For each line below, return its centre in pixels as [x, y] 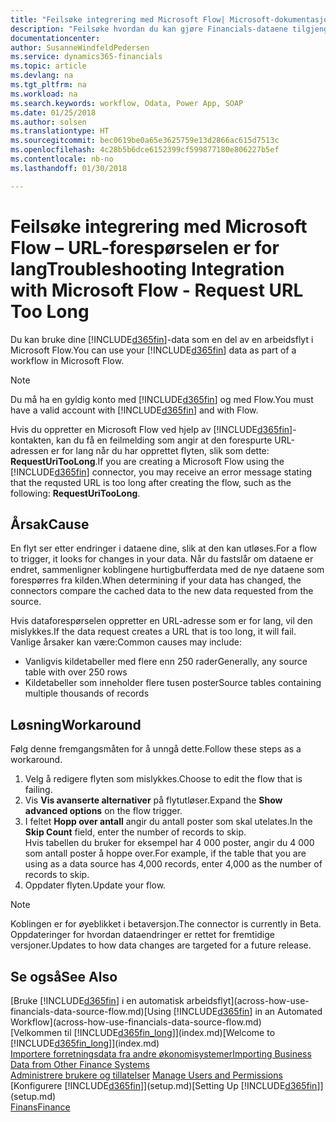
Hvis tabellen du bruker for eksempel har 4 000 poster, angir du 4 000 [169, 843]
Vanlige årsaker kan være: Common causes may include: [126, 642]
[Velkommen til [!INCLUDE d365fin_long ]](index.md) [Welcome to [143, 1032]
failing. [38, 790]
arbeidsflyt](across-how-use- [248, 1000]
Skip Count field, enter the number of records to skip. [135, 832]
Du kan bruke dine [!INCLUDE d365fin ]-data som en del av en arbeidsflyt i [162, 339]
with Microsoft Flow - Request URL [157, 290]
